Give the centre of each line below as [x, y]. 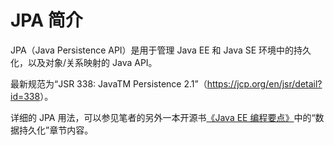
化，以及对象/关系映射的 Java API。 [84, 62]
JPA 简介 [46, 20]
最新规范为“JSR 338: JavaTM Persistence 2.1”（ [109, 83]
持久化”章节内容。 [56, 130]
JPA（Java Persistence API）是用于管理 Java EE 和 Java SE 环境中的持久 [161, 50]
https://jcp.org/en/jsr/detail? [264, 83]
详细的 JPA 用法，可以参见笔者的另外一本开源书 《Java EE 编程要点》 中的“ [163, 117]
